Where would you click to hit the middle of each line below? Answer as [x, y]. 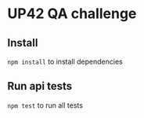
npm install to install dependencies [65, 61]
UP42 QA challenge [72, 14]
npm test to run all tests [45, 105]
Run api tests [40, 86]
